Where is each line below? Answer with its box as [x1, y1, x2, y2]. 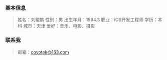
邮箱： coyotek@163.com [17, 49, 69, 55]
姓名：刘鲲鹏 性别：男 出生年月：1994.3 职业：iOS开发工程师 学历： [17, 16, 158, 23]
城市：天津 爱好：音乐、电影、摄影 [23, 23, 95, 29]
